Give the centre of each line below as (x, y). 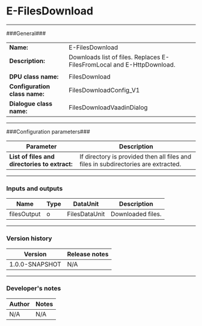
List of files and (32, 156)
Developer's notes (34, 288)
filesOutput (25, 214)
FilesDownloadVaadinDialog (109, 107)
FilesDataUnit (86, 214)
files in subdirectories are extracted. (130, 164)
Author (20, 304)
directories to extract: (41, 164)
